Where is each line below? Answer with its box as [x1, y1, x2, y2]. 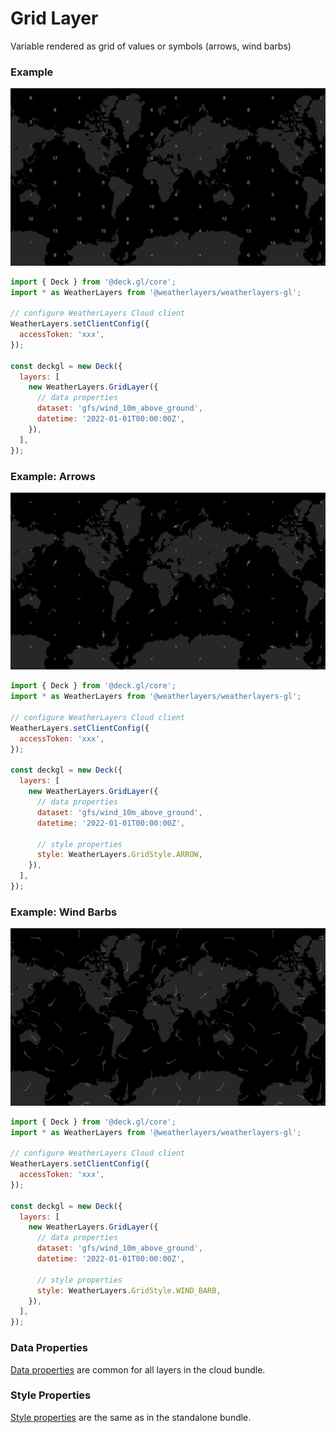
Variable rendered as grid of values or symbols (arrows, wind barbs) [10, 40, 292, 52]
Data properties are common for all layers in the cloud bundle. [10, 1363, 266, 1376]
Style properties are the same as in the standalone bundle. [10, 1411, 252, 1423]
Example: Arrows [10, 469, 96, 483]
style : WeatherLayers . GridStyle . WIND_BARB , [36, 1285, 222, 1296]
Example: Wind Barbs [10, 905, 118, 919]
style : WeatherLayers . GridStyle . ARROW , [36, 850, 203, 860]
